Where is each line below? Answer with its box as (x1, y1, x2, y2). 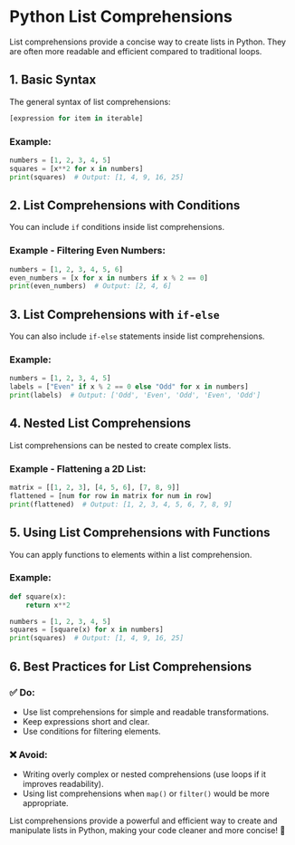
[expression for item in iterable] (9, 113, 144, 123)
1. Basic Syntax (9, 72, 97, 88)
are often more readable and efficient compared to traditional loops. (9, 45, 262, 56)
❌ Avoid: (9, 748, 48, 761)
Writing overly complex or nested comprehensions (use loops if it (22, 769, 267, 780)
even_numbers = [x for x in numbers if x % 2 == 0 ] (9, 274, 208, 283)
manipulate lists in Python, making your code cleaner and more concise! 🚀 (9, 825, 286, 836)
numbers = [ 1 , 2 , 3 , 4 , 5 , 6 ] (9, 264, 124, 274)
